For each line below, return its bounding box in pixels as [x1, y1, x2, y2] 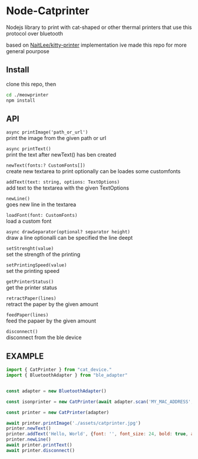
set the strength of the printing [6, 251, 81, 258]
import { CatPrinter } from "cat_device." [6, 367, 112, 373]
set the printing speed [6, 268, 60, 275]
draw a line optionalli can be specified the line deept [6, 235, 133, 242]
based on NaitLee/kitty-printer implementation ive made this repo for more [6, 41, 187, 48]
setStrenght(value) [6, 246, 54, 252]
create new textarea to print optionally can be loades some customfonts [6, 168, 181, 175]
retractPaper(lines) [6, 295, 57, 302]
